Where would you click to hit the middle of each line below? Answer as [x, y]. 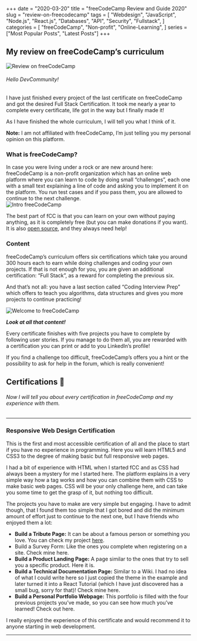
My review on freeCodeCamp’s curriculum [85, 52]
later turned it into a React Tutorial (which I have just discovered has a [99, 583]
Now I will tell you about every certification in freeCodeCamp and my [90, 397]
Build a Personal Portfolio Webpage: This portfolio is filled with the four [101, 596]
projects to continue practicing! [44, 299]
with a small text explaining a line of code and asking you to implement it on [97, 186]
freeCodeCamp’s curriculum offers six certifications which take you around [97, 256]
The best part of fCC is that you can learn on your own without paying [91, 216]
